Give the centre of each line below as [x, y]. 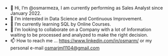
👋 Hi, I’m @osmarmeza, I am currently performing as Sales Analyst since [87, 8]
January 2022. [26, 13]
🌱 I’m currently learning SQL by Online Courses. [60, 24]
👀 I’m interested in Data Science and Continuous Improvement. [76, 19]
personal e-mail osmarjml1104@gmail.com [55, 48]
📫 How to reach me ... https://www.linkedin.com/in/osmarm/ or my [81, 40]
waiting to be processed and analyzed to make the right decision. [79, 35]
